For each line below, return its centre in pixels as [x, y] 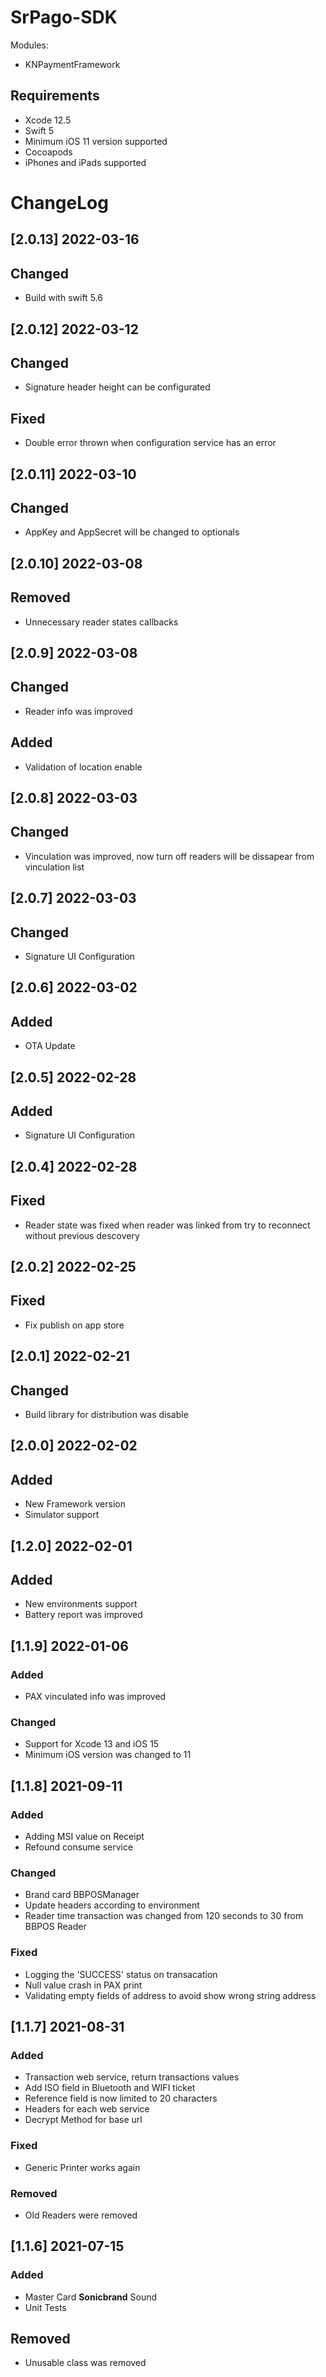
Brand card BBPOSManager [82, 1895]
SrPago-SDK [64, 17]
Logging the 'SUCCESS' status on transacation [121, 1974]
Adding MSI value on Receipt [84, 1837]
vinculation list [54, 867]
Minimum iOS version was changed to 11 [108, 1755]
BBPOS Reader [55, 1927]
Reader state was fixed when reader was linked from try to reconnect [167, 1225]
